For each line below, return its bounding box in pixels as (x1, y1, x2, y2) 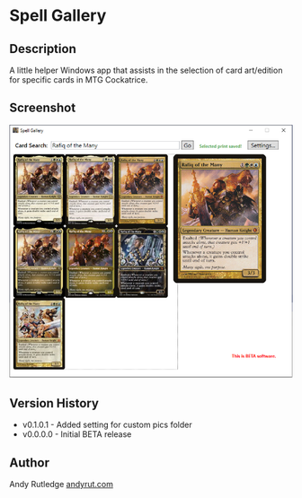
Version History (9, 396, 99, 411)
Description (9, 41, 76, 57)
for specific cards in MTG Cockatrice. (9, 74, 148, 85)
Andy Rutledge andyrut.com (9, 478, 114, 489)
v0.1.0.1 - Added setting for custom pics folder (22, 419, 192, 431)
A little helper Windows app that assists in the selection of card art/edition (9, 65, 283, 75)
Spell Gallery (9, 5, 107, 26)
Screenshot (9, 100, 76, 116)
